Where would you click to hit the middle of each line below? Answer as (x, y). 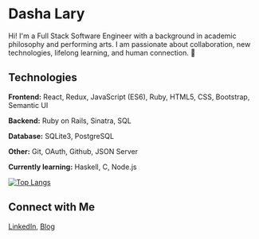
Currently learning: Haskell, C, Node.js (73, 167)
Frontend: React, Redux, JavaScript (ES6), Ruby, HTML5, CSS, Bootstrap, (129, 97)
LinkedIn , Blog (32, 226)
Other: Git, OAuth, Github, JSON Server (73, 151)
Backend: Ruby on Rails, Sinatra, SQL (70, 121)
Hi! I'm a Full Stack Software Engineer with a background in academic (122, 36)
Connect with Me (52, 207)
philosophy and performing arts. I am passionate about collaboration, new (129, 44)
